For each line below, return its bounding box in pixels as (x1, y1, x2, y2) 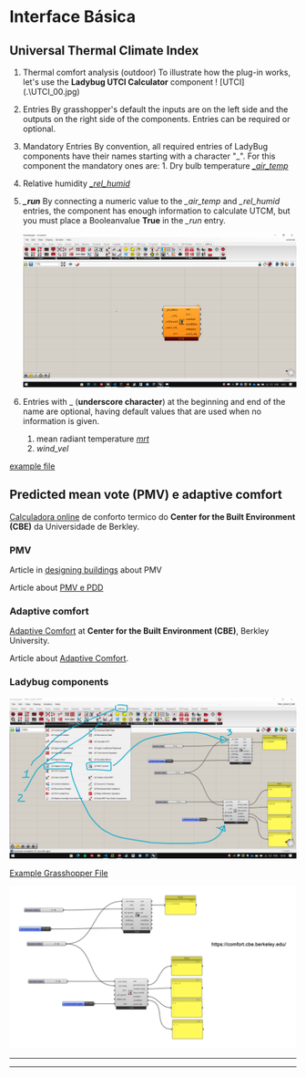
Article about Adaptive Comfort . (9, 653, 129, 664)
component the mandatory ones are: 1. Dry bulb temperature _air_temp (22, 161, 289, 171)
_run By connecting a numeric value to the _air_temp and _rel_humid (22, 196, 280, 206)
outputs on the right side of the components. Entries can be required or (22, 114, 291, 124)
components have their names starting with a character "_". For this (22, 150, 276, 161)
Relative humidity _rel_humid (22, 178, 130, 189)
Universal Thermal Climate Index (9, 43, 199, 58)
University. (9, 636, 50, 647)
